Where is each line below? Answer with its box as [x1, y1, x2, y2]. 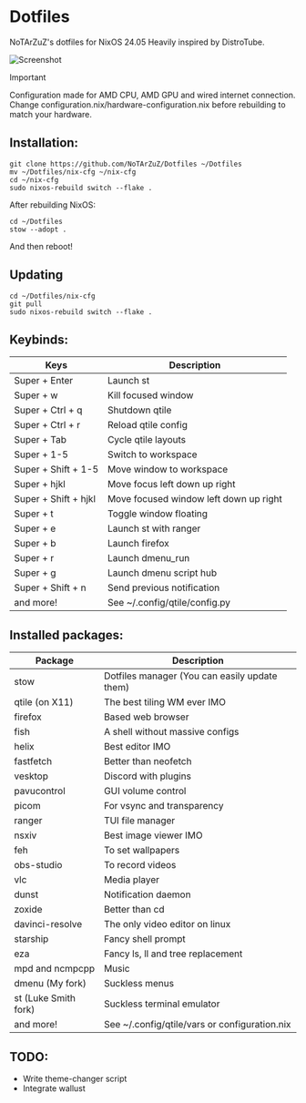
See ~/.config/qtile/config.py [107, 597, 230, 609]
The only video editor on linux [103, 918, 231, 931]
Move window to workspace [107, 463, 229, 475]
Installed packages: [9, 627, 124, 643]
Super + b [14, 537, 56, 550]
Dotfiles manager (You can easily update [103, 669, 278, 682]
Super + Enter [14, 374, 74, 387]
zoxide [14, 904, 43, 916]
